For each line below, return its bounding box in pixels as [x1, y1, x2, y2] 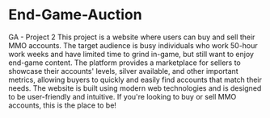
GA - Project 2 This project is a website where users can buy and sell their [8, 32, 255, 42]
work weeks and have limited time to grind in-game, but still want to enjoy [8, 49, 255, 59]
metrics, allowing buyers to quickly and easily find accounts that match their [8, 75, 263, 84]
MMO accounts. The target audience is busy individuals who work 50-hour [8, 40, 259, 50]
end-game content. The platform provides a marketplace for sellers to [8, 58, 241, 67]
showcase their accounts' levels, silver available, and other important [8, 66, 238, 75]
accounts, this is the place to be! [8, 100, 117, 110]
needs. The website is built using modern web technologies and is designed [8, 83, 262, 93]
